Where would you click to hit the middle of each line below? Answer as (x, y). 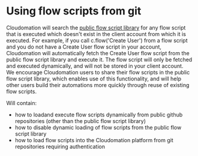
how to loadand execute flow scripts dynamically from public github (99, 115)
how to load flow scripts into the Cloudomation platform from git (94, 140)
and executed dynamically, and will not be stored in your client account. (95, 66)
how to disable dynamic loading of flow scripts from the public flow (98, 127)
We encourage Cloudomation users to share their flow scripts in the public (98, 72)
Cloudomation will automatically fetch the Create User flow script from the (98, 53)
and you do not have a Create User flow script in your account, (84, 47)
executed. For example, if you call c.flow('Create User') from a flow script (97, 40)
